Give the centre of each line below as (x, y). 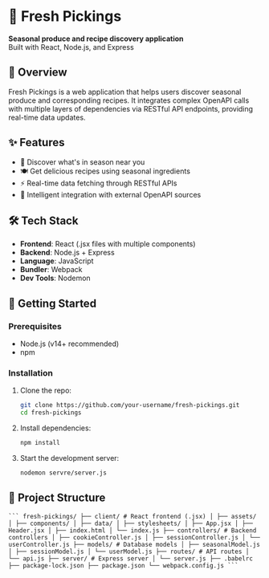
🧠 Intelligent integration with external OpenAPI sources (110, 194)
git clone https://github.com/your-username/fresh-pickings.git (130, 405)
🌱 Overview (38, 73)
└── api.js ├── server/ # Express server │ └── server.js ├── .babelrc (130, 558)
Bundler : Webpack (51, 270)
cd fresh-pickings (51, 413)
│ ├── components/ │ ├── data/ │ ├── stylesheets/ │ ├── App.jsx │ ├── (130, 523)
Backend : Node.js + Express (67, 253)
